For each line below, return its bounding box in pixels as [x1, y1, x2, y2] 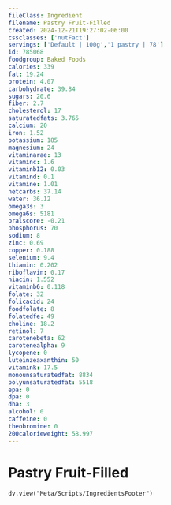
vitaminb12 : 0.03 [8, 166, 65, 174]
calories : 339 [8, 63, 55, 71]
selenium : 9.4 [8, 253, 55, 261]
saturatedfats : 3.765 [8, 114, 80, 122]
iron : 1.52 [8, 129, 44, 137]
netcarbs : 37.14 [8, 187, 61, 196]
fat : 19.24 [8, 70, 44, 78]
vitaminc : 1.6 [8, 159, 55, 166]
